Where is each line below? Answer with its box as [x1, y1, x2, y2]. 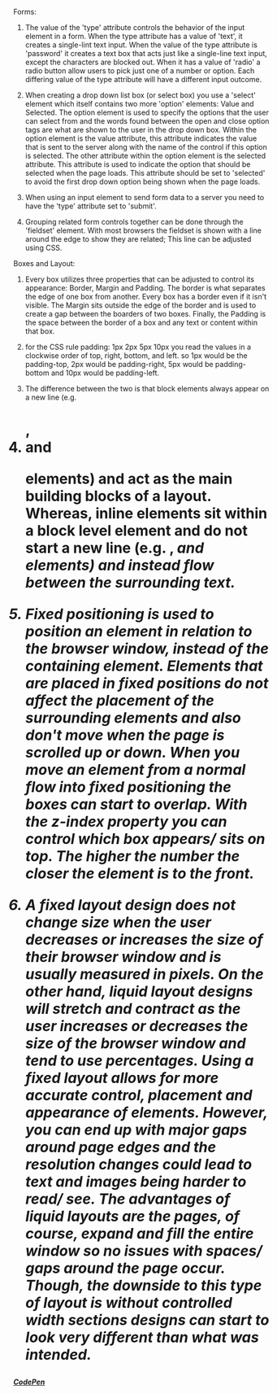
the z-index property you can [24, 813, 227, 831]
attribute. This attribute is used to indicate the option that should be [24, 160, 251, 169]
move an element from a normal [24, 761, 246, 780]
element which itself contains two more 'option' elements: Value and [24, 99, 254, 108]
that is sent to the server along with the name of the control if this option [24, 142, 267, 151]
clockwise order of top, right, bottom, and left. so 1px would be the [24, 351, 248, 361]
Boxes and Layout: [13, 259, 76, 268]
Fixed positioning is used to [24, 605, 214, 623]
